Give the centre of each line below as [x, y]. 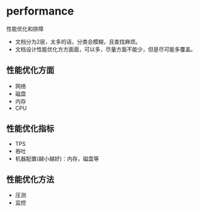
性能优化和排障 [25, 29]
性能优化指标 [30, 129]
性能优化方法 [30, 180]
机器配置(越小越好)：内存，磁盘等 [57, 159]
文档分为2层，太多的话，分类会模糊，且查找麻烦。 [78, 41]
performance [40, 11]
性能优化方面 [30, 70]
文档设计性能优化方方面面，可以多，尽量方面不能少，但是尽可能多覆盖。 [105, 49]
